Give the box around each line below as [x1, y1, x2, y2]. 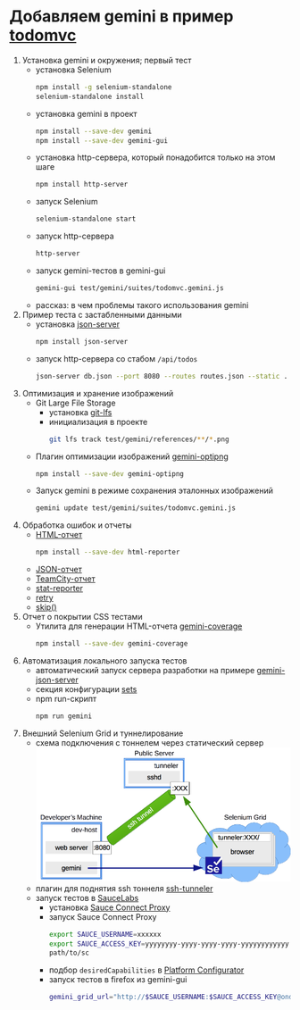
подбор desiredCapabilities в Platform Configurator [48, 964, 245, 975]
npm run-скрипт [35, 694, 97, 705]
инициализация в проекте [48, 416, 148, 427]
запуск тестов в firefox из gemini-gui [48, 974, 187, 985]
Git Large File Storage [35, 397, 116, 408]
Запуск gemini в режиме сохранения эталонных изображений [35, 485, 274, 497]
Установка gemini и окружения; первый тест [21, 54, 192, 65]
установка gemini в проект [35, 108, 137, 119]
